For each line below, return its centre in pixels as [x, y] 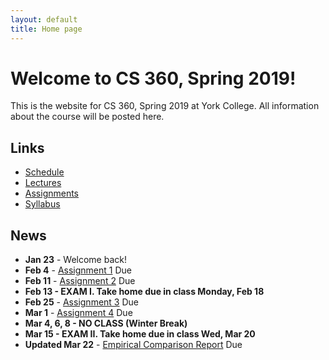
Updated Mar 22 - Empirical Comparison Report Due [133, 345]
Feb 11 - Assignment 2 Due [80, 281]
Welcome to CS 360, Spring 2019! [153, 78]
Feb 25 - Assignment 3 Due [81, 302]
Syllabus [42, 204]
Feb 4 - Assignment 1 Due [78, 270]
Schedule [44, 172]
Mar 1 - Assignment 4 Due [78, 313]
